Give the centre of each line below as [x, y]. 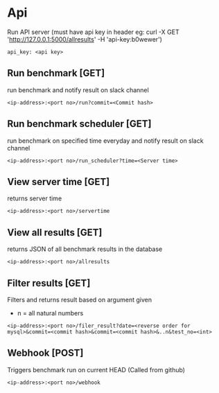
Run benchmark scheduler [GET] [79, 124]
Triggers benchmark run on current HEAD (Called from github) [96, 369]
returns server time [35, 198]
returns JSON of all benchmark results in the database [85, 249]
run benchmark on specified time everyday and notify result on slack [105, 141]
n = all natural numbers [50, 313]
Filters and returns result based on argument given [80, 300]
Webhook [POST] [45, 353]
